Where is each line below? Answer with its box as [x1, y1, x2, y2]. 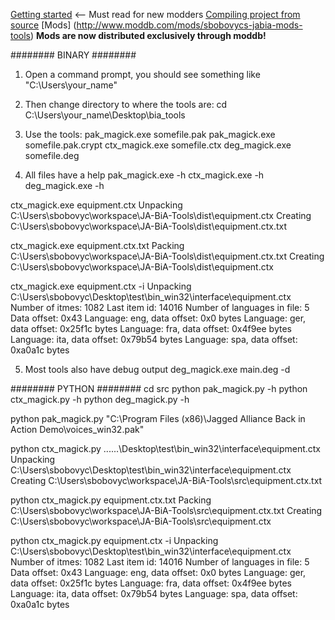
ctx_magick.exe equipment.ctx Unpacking [10, 199, 183, 211]
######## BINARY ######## [10, 49, 137, 61]
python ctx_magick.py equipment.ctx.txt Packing [10, 494, 212, 506]
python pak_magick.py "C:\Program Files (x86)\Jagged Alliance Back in [10, 413, 306, 424]
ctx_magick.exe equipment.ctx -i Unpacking [10, 280, 192, 292]
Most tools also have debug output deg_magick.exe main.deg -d [24, 364, 291, 375]
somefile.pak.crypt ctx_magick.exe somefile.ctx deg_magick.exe [24, 139, 292, 151]
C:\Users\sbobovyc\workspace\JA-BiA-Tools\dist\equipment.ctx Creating [10, 210, 312, 221]
